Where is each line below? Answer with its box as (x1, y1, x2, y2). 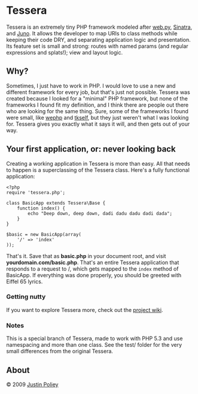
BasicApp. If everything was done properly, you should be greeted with (6, 271, 182, 278)
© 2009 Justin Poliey (6, 381, 59, 388)
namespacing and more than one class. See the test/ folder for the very (6, 341, 182, 348)
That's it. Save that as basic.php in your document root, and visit (6, 252, 166, 259)
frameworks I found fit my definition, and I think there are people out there (6, 101, 189, 108)
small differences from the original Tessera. (6, 348, 114, 355)
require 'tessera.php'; (6, 189, 66, 195)
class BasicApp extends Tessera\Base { (6, 200, 106, 206)
